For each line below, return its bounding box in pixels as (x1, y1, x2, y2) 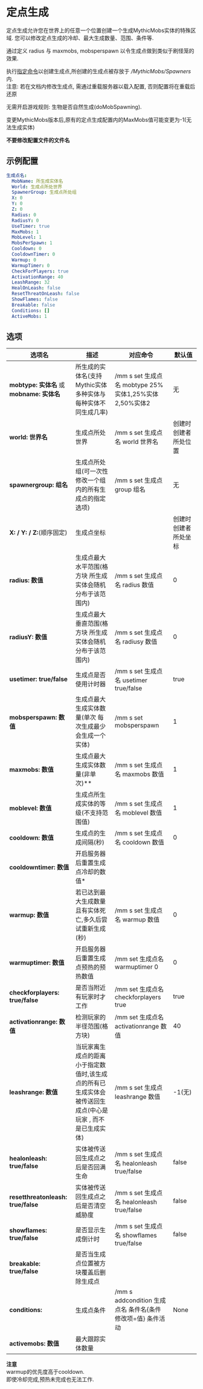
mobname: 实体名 (9, 390, 60, 399)
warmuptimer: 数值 (9, 958, 65, 967)
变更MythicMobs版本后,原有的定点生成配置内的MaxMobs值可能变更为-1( (6, 116, 187, 123)
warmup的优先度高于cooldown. (6, 1368, 85, 1376)
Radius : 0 (11, 211, 36, 218)
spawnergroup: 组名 (9, 481, 68, 489)
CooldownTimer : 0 (11, 251, 56, 257)
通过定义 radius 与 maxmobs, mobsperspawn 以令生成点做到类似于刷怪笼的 (6, 47, 195, 55)
